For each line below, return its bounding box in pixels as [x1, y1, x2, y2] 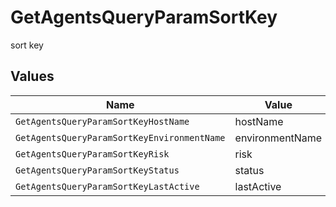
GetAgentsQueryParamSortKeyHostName [15, 116, 190, 127]
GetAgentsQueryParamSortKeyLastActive [15, 181, 200, 192]
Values [10, 68, 55, 85]
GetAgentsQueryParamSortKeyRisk [15, 148, 170, 160]
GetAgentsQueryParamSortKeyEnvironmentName [15, 132, 226, 143]
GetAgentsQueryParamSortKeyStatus [15, 164, 180, 176]
